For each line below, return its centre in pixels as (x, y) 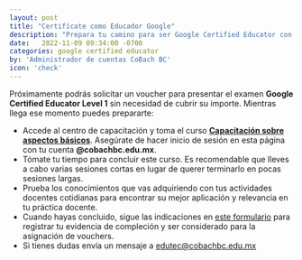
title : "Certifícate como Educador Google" (92, 26)
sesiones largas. (53, 178)
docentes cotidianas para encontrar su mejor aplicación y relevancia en (155, 197)
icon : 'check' (36, 69)
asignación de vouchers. (68, 236)
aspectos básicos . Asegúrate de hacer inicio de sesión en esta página (154, 140)
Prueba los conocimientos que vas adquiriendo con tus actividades (147, 188)
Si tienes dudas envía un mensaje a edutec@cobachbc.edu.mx (139, 246)
